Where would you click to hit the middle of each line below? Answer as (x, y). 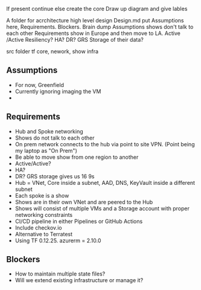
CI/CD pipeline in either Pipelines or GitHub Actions (79, 221)
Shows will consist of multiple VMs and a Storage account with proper (102, 208)
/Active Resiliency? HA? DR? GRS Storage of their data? (75, 40)
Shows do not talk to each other (55, 138)
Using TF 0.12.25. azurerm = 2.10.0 (58, 240)
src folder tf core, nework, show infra (52, 51)
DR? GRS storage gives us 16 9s (55, 176)
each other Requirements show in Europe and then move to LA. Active (94, 33)
